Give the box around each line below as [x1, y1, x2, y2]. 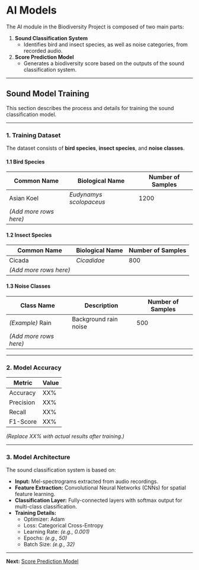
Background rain [72, 315, 118, 323]
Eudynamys [69, 191, 102, 199]
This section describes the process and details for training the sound [6, 104, 174, 111]
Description [84, 301, 118, 310]
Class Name [20, 301, 55, 310]
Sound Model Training [6, 89, 89, 99]
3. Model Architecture [6, 453, 70, 461]
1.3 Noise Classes [6, 282, 51, 290]
